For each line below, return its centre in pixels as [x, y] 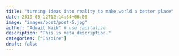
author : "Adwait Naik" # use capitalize [56, 28]
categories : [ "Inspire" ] [36, 38]
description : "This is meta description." [58, 33]
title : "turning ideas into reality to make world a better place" [90, 11]
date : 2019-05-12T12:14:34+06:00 [47, 17]
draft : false [22, 44]
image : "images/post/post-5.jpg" [47, 22]
